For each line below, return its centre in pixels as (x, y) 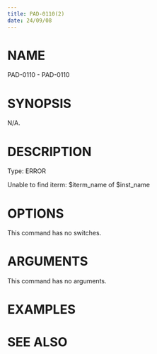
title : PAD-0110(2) (36, 14)
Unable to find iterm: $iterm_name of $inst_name (79, 185)
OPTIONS (36, 213)
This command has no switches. (54, 233)
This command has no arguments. (57, 281)
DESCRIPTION (50, 152)
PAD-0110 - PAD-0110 (39, 75)
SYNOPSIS (40, 104)
